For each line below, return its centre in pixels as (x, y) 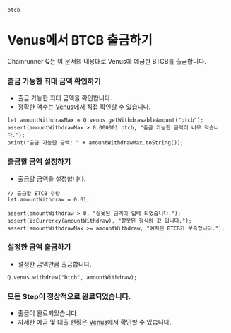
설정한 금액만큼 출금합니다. (54, 264)
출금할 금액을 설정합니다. (52, 179)
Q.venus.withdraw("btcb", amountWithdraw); (72, 277)
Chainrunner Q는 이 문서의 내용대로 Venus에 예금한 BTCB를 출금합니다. (107, 61)
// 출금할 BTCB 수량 (34, 193)
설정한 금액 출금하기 (39, 247)
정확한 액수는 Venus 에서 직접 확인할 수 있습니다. (84, 107)
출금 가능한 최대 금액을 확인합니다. (65, 98)
